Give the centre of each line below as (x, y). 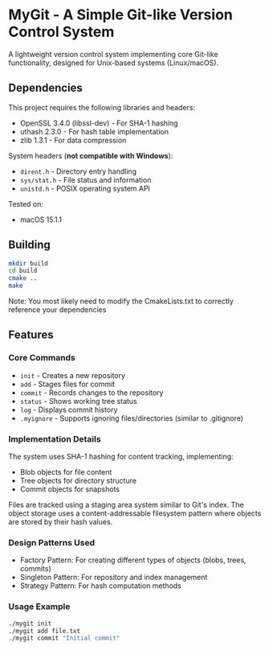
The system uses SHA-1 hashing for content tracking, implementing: (121, 457)
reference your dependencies (57, 310)
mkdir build (28, 263)
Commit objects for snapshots (70, 489)
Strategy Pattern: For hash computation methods (101, 586)
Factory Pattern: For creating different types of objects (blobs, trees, (133, 560)
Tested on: (26, 204)
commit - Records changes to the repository (92, 393)
